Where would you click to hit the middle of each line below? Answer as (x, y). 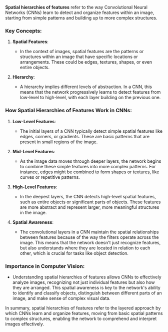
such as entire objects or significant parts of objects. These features (90, 202)
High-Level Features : (35, 187)
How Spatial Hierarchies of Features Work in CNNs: (69, 111)
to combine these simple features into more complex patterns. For (88, 166)
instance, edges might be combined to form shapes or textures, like (89, 172)
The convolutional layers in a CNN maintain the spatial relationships (89, 232)
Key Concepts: (23, 31)
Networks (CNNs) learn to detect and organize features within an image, (80, 13)
